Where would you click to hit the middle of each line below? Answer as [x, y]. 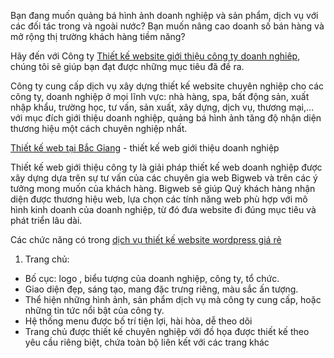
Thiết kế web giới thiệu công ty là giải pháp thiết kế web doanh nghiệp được [166, 167]
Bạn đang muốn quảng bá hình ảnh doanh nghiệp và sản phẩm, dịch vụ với [164, 15]
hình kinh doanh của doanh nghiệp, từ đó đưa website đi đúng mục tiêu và [163, 209]
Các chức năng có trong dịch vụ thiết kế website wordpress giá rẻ [146, 239]
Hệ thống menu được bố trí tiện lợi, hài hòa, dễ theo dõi [138, 321]
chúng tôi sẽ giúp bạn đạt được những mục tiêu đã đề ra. [127, 66]
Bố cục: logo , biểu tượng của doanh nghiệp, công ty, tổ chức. [152, 278]
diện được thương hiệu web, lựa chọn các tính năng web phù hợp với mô [159, 199]
